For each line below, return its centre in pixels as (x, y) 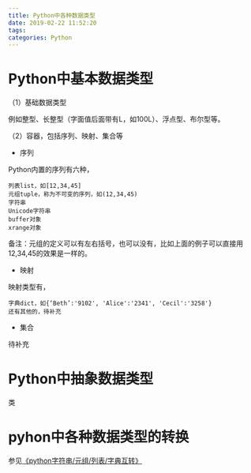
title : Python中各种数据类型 (52, 15)
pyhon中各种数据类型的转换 (99, 437)
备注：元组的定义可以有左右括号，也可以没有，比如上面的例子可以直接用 (126, 244)
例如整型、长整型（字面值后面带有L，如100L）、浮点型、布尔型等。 (116, 119)
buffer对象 (25, 220)
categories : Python (40, 38)
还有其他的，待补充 (35, 312)
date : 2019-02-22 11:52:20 (52, 23)
